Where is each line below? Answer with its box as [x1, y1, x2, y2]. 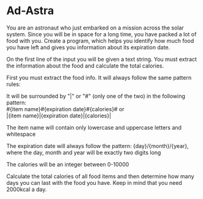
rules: [6, 80, 21, 88]
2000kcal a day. [6, 185, 47, 193]
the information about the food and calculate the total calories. [6, 62, 164, 69]
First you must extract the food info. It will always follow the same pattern [6, 74, 192, 81]
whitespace [6, 130, 36, 138]
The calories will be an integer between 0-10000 [6, 160, 129, 168]
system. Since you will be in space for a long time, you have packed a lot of [6, 30, 197, 37]
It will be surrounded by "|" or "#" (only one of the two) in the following [6, 92, 186, 99]
